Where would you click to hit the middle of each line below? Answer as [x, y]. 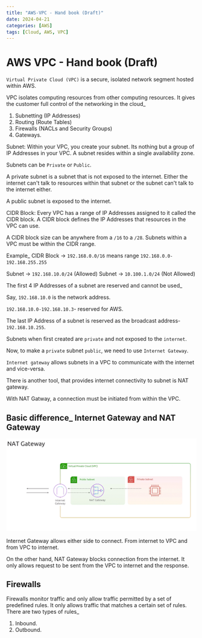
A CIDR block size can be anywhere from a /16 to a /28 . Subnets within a [96, 238]
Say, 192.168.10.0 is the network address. [58, 297]
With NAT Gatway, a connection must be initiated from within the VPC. [93, 399]
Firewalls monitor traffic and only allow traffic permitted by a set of [89, 599]
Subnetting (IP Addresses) [48, 116]
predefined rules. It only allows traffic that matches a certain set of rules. [96, 605]
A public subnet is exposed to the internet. [59, 201]
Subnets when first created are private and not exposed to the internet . [96, 339]
